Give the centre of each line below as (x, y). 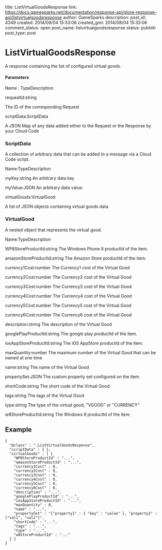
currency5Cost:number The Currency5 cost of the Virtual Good (68, 305)
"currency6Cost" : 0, (35, 488)
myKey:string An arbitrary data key (40, 178)
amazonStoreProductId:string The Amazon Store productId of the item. (76, 258)
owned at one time (24, 358)
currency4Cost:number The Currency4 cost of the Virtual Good (68, 296)
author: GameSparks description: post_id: (105, 17)
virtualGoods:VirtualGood (30, 197)
